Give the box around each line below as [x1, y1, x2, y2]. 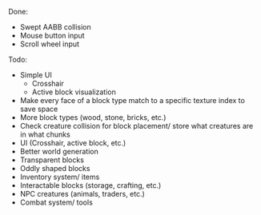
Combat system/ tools [19, 197, 94, 207]
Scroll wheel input [19, 39, 80, 49]
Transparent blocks [19, 155, 84, 165]
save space [19, 104, 58, 113]
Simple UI [19, 70, 52, 79]
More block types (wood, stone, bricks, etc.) [19, 113, 167, 122]
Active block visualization [31, 87, 116, 97]
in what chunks [19, 129, 70, 139]
